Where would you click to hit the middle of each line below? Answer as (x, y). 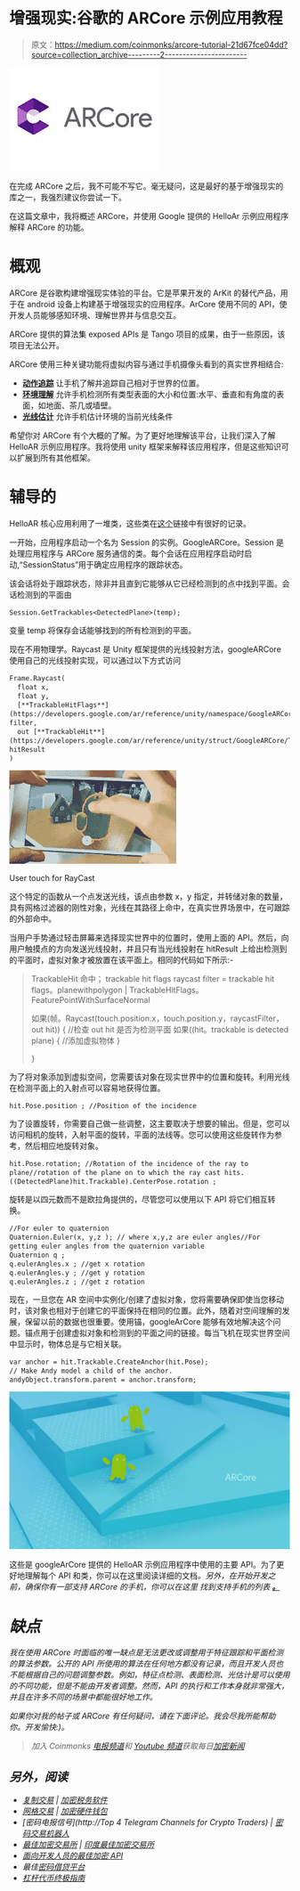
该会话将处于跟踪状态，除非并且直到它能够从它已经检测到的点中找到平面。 (146, 583)
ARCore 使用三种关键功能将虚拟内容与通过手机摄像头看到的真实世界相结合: (146, 364)
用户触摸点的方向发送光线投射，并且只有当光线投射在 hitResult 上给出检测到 (148, 949)
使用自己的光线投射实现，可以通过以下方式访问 (95, 660)
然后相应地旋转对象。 (64, 1145)
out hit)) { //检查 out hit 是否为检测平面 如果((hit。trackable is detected (160, 1029)
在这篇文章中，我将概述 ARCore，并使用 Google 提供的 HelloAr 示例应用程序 (149, 216)
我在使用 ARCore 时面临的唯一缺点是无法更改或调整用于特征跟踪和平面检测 (146, 1652)
